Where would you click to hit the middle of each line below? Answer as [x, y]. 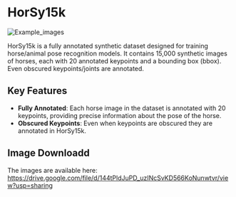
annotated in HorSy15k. [52, 131]
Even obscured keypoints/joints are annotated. [76, 68]
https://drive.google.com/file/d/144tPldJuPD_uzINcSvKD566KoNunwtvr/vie [118, 178]
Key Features [37, 91]
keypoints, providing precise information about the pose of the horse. [119, 115]
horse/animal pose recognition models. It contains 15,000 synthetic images [118, 53]
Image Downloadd [49, 153]
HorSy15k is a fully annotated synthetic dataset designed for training [108, 46]
